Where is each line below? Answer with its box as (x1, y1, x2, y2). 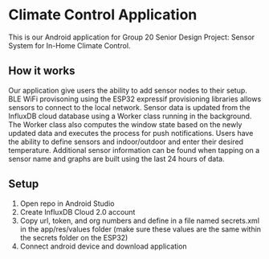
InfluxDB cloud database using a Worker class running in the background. (8, 111, 252, 121)
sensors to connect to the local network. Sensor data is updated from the (8, 102, 251, 112)
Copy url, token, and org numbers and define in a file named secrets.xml (19, 216, 259, 225)
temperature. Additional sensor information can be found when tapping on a (8, 145, 260, 154)
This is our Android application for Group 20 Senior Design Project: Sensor (8, 32, 255, 42)
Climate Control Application (8, 6, 198, 24)
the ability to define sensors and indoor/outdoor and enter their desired (8, 137, 243, 146)
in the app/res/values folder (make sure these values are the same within (19, 224, 262, 234)
